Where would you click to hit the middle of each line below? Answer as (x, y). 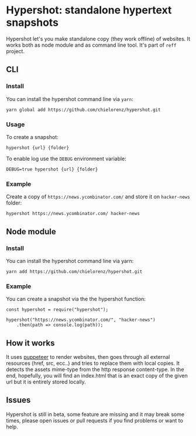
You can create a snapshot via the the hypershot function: (76, 299)
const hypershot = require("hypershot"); (57, 310)
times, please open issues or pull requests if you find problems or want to (94, 420)
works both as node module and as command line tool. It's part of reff (91, 45)
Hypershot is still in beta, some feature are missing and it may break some (95, 414)
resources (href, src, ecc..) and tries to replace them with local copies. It (93, 364)
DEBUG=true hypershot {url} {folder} (52, 169)
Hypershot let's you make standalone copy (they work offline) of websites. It (98, 39)
